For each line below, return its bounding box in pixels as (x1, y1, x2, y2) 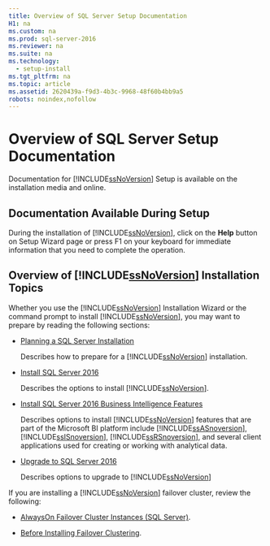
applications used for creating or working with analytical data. (20, 440, 228, 450)
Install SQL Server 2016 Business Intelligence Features (20, 399, 203, 409)
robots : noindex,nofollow (8, 95, 96, 103)
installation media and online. (8, 183, 107, 193)
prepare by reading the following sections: (8, 320, 150, 330)
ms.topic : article (8, 80, 71, 88)
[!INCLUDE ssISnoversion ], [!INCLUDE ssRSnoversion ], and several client (20, 431, 262, 441)
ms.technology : (8, 58, 60, 66)
